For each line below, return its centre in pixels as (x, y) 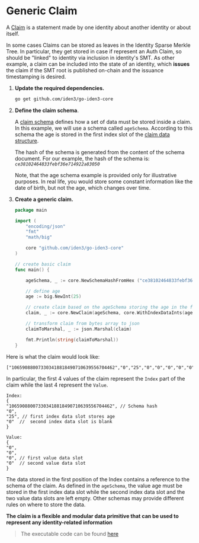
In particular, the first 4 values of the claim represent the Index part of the (96, 378)
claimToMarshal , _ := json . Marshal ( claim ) (79, 329)
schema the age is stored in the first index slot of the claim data (92, 134)
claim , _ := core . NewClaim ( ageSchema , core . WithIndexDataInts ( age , (110, 313)
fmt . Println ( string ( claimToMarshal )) (72, 340)
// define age (43, 291)
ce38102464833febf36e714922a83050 (57, 164)
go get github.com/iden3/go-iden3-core (64, 99)
